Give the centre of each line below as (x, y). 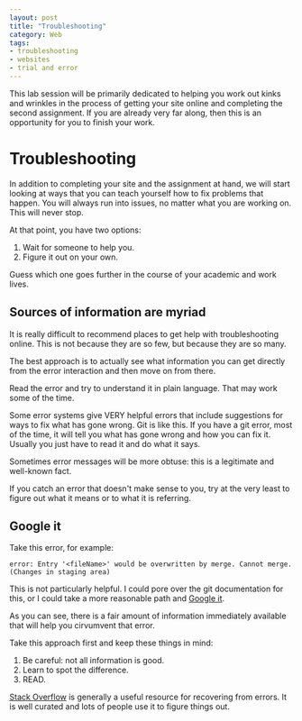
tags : (19, 43)
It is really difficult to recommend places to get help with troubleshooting (144, 333)
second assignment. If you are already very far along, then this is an (136, 113)
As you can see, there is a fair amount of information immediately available (148, 616)
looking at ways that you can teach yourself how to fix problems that (137, 193)
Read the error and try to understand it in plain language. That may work (143, 388)
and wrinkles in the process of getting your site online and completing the (146, 103)
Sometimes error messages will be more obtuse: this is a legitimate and (142, 461)
